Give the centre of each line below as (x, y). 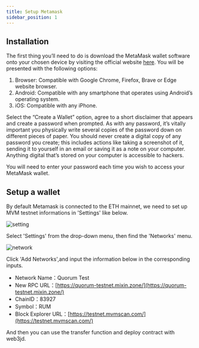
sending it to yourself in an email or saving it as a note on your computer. (96, 149)
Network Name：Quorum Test (52, 278)
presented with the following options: (52, 69)
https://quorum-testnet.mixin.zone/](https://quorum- (122, 285)
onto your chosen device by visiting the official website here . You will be (95, 62)
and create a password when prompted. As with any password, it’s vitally (96, 124)
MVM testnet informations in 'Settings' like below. (67, 213)
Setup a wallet (33, 192)
